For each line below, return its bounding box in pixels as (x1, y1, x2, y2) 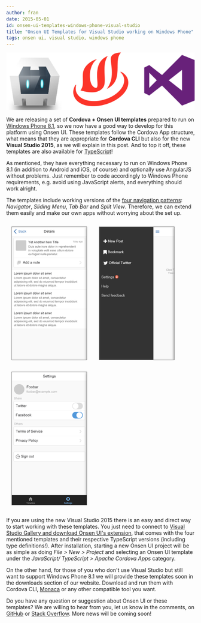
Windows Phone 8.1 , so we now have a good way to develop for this (6, 122, 173, 130)
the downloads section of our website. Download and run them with (6, 579, 173, 586)
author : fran (6, 10, 39, 16)
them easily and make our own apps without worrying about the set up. (6, 209, 182, 217)
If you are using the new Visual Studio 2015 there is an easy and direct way (6, 517, 191, 524)
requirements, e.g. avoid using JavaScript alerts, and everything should (6, 179, 182, 186)
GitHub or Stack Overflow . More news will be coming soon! (6, 610, 152, 618)
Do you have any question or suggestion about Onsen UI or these (6, 597, 167, 604)
